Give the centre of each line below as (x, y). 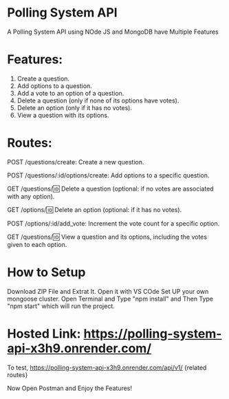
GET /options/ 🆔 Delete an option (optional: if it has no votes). (95, 209)
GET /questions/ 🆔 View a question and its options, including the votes (107, 237)
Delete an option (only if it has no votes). (75, 107)
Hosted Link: (44, 333)
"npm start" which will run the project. (61, 306)
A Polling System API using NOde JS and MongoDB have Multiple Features (113, 32)
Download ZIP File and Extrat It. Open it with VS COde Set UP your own (108, 291)
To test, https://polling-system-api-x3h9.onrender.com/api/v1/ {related (107, 367)
